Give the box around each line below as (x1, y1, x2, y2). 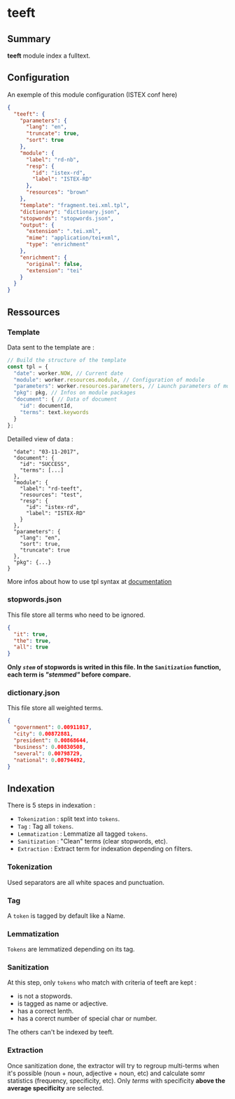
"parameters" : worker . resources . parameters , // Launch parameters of (13, 382, 220, 390)
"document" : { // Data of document (13, 396, 117, 403)
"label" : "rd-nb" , (25, 156, 80, 163)
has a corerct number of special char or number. (17, 1014, 157, 1023)
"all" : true (13, 644, 49, 651)
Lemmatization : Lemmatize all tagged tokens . (17, 830, 148, 838)
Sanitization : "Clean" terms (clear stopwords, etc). (17, 837, 168, 846)
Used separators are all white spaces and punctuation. (7, 878, 165, 886)
